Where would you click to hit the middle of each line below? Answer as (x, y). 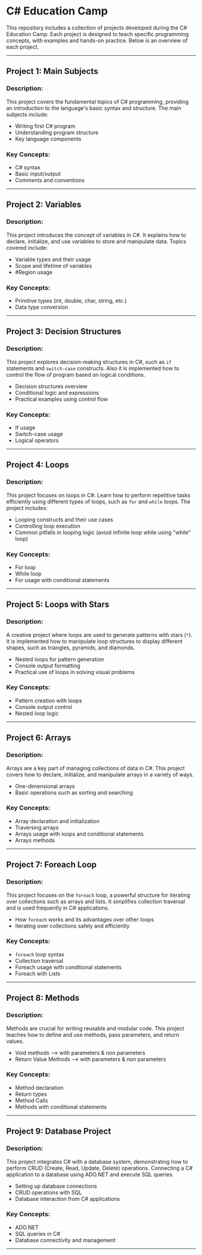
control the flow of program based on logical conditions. (76, 374)
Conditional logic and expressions (57, 392)
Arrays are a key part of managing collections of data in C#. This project (96, 768)
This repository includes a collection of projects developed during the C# (97, 28)
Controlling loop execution (47, 526)
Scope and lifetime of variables (53, 266)
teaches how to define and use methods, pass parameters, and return (93, 1035)
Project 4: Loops (38, 465)
